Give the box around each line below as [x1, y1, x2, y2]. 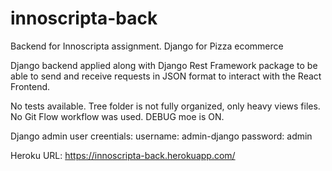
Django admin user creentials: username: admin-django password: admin [10, 130, 313, 142]
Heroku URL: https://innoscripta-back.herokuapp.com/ [10, 149, 236, 161]
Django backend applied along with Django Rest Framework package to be [10, 59, 318, 71]
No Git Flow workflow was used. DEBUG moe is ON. [10, 110, 225, 122]
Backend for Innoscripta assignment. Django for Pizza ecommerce [10, 40, 284, 52]
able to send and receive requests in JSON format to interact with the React [10, 70, 322, 82]
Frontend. [10, 80, 51, 92]
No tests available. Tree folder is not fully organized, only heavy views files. [10, 100, 321, 112]
